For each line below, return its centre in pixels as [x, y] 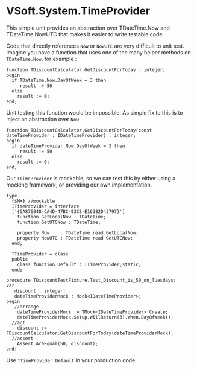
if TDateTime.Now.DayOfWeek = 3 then [59, 80]
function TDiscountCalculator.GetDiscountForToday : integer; [86, 70]
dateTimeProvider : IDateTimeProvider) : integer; [71, 135]
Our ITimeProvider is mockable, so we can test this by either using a [91, 178]
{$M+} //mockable [33, 201]
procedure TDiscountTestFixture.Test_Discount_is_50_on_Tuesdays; [91, 280]
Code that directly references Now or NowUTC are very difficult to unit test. [95, 46]
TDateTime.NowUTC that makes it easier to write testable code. [85, 34]
